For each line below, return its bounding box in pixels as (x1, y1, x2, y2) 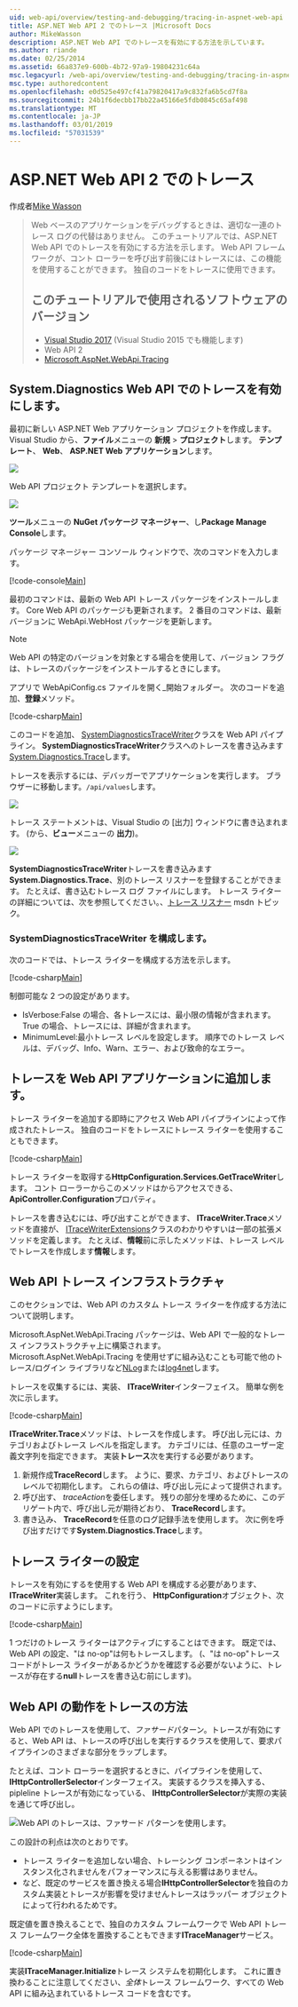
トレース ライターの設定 (9, 1553, 140, 1568)
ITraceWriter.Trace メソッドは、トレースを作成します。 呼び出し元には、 (9, 1429, 275, 1440)
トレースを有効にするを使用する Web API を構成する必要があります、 (9, 1579, 262, 1590)
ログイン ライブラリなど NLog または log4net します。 (35, 1362, 224, 1373)
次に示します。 (9, 1392, 64, 1403)
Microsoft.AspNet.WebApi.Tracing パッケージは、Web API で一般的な (9, 1329, 263, 1340)
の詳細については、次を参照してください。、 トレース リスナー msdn (9, 897, 255, 908)
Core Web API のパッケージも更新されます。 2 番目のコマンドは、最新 (26, 605, 282, 615)
